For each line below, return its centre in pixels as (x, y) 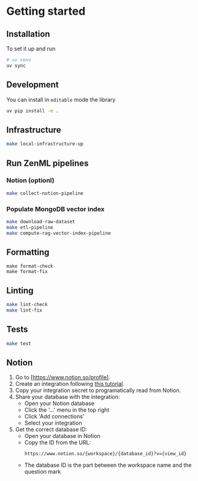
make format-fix (27, 272)
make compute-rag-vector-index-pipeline (59, 233)
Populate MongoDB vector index (55, 209)
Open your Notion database (59, 404)
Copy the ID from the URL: (58, 442)
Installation (28, 34)
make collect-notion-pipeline (45, 193)
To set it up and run (31, 48)
